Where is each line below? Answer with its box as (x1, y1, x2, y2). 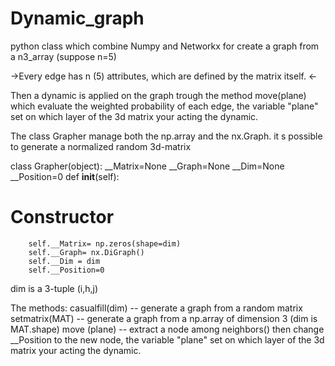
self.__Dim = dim (28, 256, 101, 266)
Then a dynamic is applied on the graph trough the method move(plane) (10, 89, 307, 101)
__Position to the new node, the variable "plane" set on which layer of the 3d (10, 333, 325, 346)
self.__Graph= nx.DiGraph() (28, 247, 145, 257)
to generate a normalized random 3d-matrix (10, 140, 192, 152)
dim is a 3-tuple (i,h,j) (10, 282, 99, 294)
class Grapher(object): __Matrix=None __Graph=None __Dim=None (10, 160, 285, 172)
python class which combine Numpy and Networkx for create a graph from (10, 40, 320, 52)
